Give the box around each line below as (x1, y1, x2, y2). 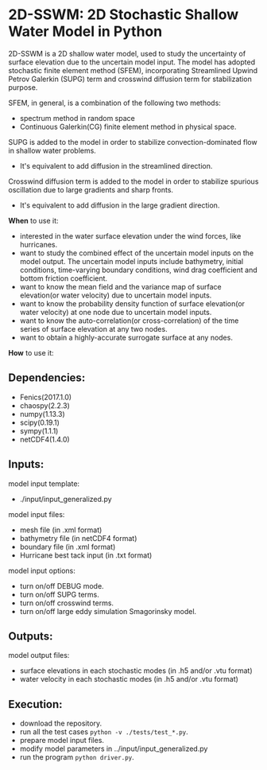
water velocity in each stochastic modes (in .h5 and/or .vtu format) (19, 675, 238, 684)
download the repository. (19, 718, 103, 729)
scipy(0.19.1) (19, 418, 60, 427)
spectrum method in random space (19, 113, 135, 122)
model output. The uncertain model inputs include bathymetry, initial (19, 256, 244, 266)
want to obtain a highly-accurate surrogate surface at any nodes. (19, 332, 233, 342)
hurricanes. (19, 239, 58, 249)
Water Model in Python (8, 22, 163, 41)
